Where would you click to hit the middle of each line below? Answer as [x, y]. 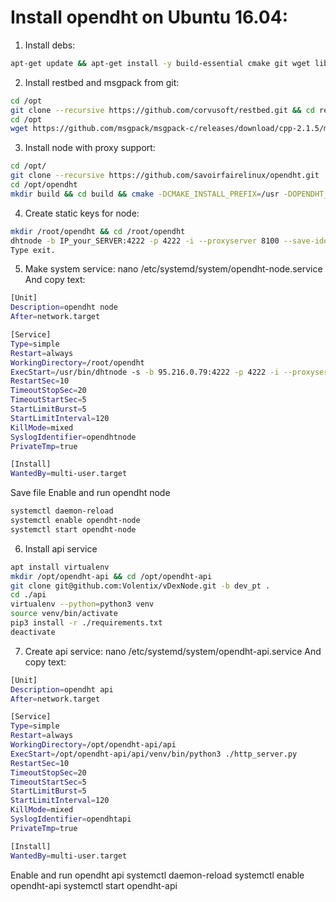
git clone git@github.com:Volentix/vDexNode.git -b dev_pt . [140, 586]
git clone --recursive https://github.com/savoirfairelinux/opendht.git [165, 176]
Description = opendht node [64, 307]
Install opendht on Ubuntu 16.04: [149, 17]
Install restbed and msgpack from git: [102, 82]
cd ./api [28, 595]
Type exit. [33, 250]
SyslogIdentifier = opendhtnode [73, 437]
